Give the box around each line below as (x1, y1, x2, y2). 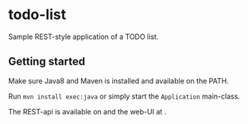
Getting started (8, 55, 86, 68)
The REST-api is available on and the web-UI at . (8, 107, 167, 116)
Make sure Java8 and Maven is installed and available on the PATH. (8, 76, 229, 85)
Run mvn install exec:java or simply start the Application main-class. (8, 91, 241, 101)
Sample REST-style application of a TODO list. (8, 32, 159, 41)
